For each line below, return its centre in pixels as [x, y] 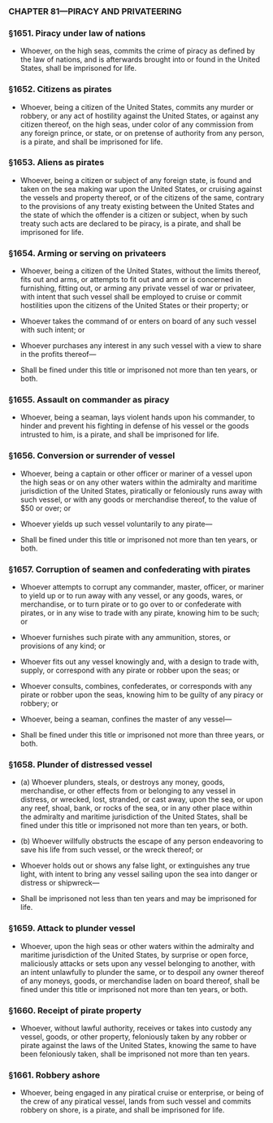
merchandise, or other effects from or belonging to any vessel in [128, 791]
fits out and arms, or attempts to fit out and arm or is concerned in [131, 280]
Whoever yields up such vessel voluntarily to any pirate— [116, 524]
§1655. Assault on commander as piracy [89, 400]
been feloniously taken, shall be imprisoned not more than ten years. [135, 1054]
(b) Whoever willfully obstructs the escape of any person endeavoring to [142, 841]
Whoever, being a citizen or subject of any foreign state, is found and [136, 180]
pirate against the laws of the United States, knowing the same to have [139, 1045]
